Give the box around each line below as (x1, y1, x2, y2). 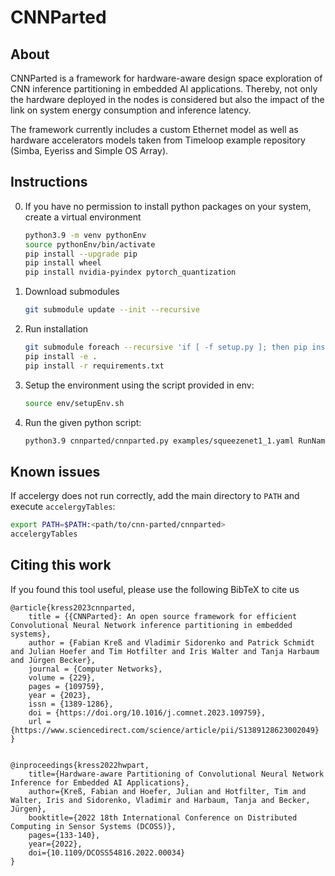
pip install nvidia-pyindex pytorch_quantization (24, 267, 237, 278)
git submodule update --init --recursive (24, 305, 201, 315)
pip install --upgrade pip (24, 249, 138, 259)
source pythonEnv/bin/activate (24, 239, 156, 250)
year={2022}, (28, 839, 83, 849)
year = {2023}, (28, 690, 92, 700)
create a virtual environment (24, 211, 142, 223)
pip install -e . (24, 351, 98, 361)
